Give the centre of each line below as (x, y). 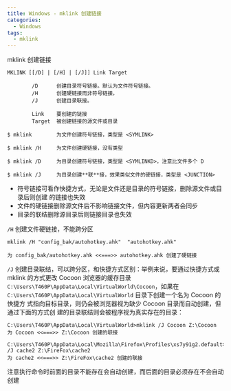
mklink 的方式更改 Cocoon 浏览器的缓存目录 (69, 278)
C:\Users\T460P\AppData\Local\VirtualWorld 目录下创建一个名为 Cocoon (110, 295)
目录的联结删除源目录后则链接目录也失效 (74, 214)
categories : (24, 20)
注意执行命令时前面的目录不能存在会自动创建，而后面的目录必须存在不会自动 (115, 372)
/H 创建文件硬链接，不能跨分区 (51, 229)
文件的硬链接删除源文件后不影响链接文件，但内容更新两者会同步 (107, 206)
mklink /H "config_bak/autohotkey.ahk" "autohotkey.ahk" (92, 242)
